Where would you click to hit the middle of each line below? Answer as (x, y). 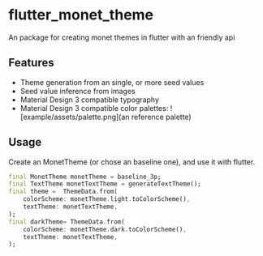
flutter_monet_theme (81, 15)
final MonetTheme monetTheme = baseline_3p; (85, 177)
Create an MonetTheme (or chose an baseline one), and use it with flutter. (132, 162)
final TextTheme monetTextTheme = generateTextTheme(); (105, 184)
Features (31, 63)
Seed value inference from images (78, 91)
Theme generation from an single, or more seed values (112, 82)
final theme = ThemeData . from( (63, 192)
